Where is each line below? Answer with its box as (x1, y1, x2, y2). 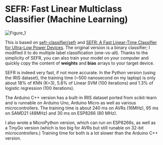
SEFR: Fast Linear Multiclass (5, 3, 123, 15)
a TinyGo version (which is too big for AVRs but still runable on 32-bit (5, 124, 144, 130)
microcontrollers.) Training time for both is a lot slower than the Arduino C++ (5, 130, 158, 136)
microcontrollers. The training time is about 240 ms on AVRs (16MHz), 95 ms (5, 105, 159, 111)
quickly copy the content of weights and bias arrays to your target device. (5, 60, 155, 66)
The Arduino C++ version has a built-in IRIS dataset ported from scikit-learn (5, 94, 157, 101)
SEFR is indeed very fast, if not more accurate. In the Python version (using (5, 69, 156, 75)
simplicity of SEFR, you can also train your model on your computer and (5, 55, 149, 61)
